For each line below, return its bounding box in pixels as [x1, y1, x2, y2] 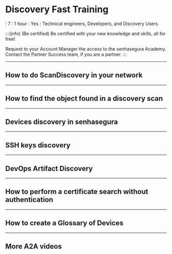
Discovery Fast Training [5, 4, 109, 15]
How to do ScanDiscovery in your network [5, 71, 143, 80]
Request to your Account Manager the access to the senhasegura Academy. [5, 46, 166, 52]
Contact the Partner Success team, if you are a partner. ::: [5, 51, 127, 57]
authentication [5, 196, 54, 204]
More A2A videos [5, 242, 62, 251]
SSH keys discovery [5, 141, 71, 150]
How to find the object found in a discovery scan [5, 94, 163, 103]
